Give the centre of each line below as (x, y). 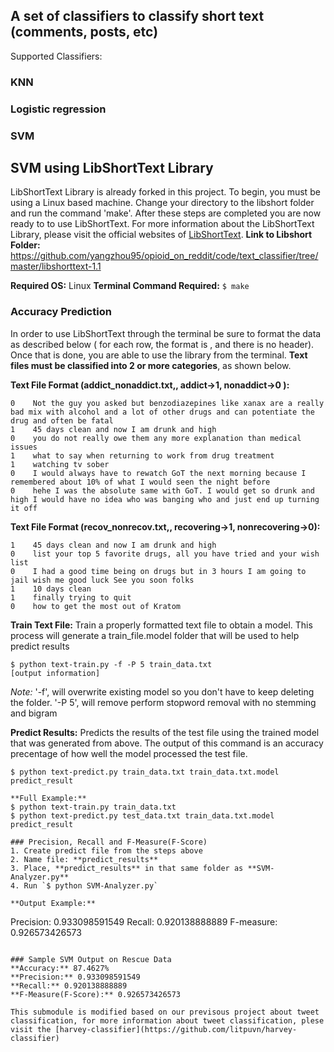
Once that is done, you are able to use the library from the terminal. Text (159, 355)
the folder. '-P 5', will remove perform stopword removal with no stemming (163, 702)
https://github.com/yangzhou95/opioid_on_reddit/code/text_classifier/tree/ (164, 256)
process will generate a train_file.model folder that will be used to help (155, 635)
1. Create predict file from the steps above (106, 850)
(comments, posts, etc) (84, 32)
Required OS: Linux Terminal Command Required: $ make (130, 286)
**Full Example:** (48, 798)
